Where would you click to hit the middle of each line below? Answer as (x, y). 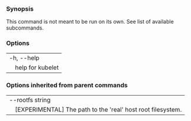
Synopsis (20, 9)
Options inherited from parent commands (67, 86)
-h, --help (24, 58)
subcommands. (25, 28)
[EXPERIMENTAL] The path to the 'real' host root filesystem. (98, 109)
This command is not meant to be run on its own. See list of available (90, 22)
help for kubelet (37, 67)
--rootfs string (30, 100)
